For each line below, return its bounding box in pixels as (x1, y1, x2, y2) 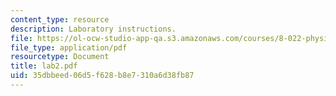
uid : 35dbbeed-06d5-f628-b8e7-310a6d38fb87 (10, 71, 195, 81)
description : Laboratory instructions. (10, 24, 177, 34)
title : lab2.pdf (10, 61, 78, 71)
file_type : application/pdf (10, 42, 128, 53)
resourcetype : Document (10, 52, 110, 62)
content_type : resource (10, 14, 110, 25)
